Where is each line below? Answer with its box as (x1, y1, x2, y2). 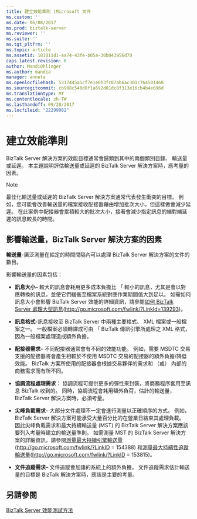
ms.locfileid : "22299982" (6, 107, 69, 113)
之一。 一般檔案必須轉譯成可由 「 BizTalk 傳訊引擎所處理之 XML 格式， (19, 325, 191, 332)
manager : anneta (6, 74, 46, 80)
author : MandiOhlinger (6, 63, 62, 69)
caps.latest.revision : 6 (6, 58, 67, 64)
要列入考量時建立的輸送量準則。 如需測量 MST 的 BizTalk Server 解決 (14, 429, 181, 436)
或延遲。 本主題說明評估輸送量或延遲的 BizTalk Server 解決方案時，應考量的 (6, 162, 189, 169)
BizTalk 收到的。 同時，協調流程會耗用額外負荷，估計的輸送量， (21, 387, 175, 394)
